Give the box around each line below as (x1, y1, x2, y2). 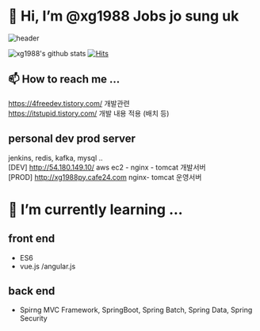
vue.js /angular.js (19, 261, 76, 271)
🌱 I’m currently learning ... (8, 200, 184, 219)
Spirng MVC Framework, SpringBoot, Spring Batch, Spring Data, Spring (19, 305, 253, 315)
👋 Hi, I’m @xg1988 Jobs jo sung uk (8, 7, 239, 25)
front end (8, 232, 55, 245)
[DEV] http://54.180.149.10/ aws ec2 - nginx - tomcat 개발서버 (8, 162, 206, 172)
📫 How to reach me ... (8, 73, 120, 86)
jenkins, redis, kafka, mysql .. (8, 153, 103, 162)
